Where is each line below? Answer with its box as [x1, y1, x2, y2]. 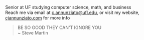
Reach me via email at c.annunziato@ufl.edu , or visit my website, [5, 9, 139, 15]
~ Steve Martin [17, 30, 49, 35]
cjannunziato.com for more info [5, 15, 70, 20]
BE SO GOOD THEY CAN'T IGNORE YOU [17, 24, 102, 30]
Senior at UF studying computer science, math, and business [5, 4, 131, 10]
